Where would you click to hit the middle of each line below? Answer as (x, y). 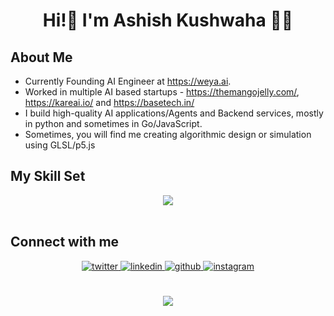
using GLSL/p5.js (60, 145)
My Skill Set (48, 176)
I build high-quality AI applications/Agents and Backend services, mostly (174, 113)
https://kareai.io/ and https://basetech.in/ (109, 102)
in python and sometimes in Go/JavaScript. (113, 123)
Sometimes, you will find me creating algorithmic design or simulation (168, 134)
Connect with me (65, 242)
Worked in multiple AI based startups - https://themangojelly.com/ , (162, 92)
